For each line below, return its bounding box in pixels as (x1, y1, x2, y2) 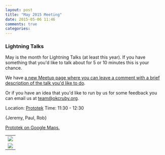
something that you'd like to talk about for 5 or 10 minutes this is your (5, 60, 149, 66)
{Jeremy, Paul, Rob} (5, 115, 47, 121)
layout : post (5, 7, 33, 13)
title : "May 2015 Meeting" (5, 12, 62, 17)
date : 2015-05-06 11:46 (5, 17, 56, 22)
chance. (5, 65, 22, 71)
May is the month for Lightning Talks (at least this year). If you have (5, 54, 146, 61)
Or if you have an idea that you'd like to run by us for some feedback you (5, 90, 157, 96)
